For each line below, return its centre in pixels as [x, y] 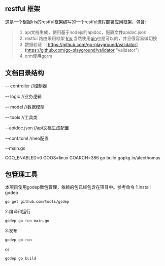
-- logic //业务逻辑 [23, 96]
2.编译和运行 [18, 212]
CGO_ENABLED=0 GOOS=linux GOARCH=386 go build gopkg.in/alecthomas [83, 157]
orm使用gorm [38, 56]
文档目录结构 [25, 73]
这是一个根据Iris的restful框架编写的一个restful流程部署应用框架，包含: [76, 22]
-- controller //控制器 [26, 86]
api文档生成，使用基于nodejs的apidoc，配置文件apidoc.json [85, 32]
